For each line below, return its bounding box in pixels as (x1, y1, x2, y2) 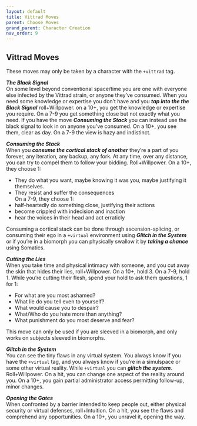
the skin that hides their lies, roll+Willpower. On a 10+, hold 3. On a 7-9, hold (6, 268, 190, 275)
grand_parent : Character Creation (6, 25, 91, 31)
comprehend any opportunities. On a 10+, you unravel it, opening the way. (6, 413, 185, 420)
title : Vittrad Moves (6, 14, 59, 20)
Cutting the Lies (6, 255, 46, 262)
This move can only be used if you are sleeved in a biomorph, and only (6, 328, 178, 335)
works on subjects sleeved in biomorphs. (6, 334, 106, 341)
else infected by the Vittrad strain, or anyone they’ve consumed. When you (6, 92, 188, 99)
